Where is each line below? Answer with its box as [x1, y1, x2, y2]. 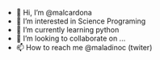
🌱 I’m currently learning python [15, 25, 120, 34]
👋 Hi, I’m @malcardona [15, 8, 93, 17]
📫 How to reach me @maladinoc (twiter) [15, 43, 153, 52]
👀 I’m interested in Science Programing [15, 16, 146, 26]
